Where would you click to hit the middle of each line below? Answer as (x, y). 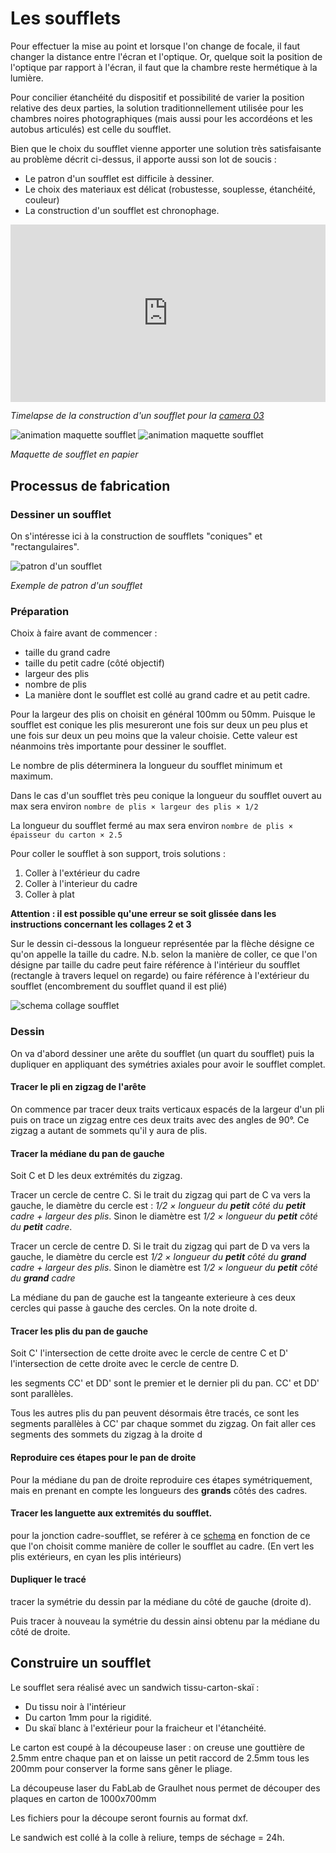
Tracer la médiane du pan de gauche (87, 1153)
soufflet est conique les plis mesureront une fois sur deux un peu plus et (159, 725)
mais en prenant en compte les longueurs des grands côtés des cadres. (159, 1490)
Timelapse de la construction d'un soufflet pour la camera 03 (137, 416)
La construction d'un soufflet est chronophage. (122, 210)
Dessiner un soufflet (61, 514)
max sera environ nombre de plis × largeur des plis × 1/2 (134, 806)
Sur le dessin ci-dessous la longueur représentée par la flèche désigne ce (162, 944)
